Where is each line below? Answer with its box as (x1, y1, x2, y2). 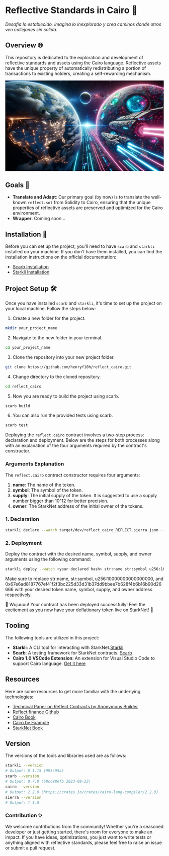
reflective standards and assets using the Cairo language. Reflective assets (5, 60, 161, 66)
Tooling (5, 621, 29, 630)
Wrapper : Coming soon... (12, 216, 65, 222)
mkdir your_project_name (5, 326, 57, 331)
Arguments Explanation (5, 460, 64, 467)
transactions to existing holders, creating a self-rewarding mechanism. (5, 70, 152, 76)
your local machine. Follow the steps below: (5, 306, 96, 312)
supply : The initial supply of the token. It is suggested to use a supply (12, 492, 157, 498)
